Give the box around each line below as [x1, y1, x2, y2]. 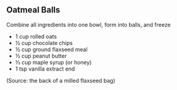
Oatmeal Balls [6, 5, 61, 15]
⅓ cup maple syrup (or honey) [15, 58, 92, 66]
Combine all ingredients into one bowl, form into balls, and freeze [6, 21, 171, 28]
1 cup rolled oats [15, 33, 57, 40]
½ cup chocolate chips [15, 39, 73, 46]
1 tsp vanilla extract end [15, 65, 75, 72]
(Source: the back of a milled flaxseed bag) [6, 77, 116, 84]
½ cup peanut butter [15, 52, 67, 60]
